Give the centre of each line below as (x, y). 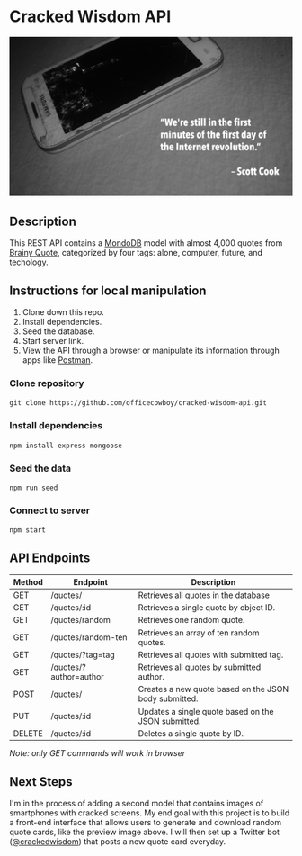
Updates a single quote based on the (206, 711)
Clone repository (47, 383)
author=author (78, 677)
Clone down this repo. (63, 312)
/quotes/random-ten (89, 637)
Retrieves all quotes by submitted (200, 667)
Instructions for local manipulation (108, 290)
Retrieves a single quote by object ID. (207, 608)
